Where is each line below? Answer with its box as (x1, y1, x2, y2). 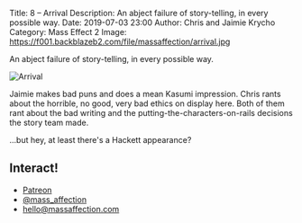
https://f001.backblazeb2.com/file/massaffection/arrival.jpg (9, 36, 231, 47)
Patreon (22, 184, 52, 195)
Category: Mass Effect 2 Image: (9, 27, 127, 37)
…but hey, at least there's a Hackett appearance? (9, 135, 192, 145)
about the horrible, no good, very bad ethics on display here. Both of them (9, 98, 286, 109)
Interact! (9, 161, 59, 176)
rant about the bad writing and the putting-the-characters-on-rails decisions (9, 108, 293, 118)
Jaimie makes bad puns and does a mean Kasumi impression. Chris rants (9, 89, 281, 99)
